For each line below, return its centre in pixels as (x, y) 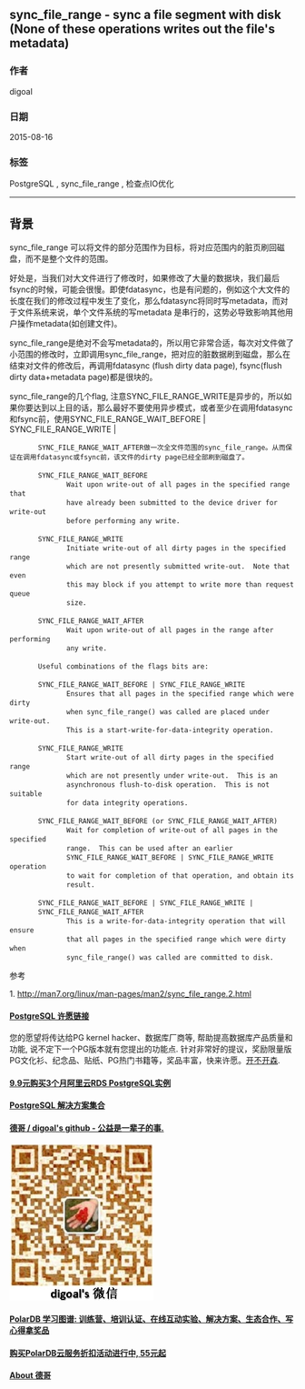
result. (81, 885)
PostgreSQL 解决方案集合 (58, 1105)
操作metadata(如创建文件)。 (69, 324)
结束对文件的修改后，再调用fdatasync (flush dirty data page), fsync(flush (146, 366)
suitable (26, 794)
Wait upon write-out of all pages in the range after (170, 630)
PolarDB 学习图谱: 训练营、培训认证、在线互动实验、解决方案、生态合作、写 (152, 1319)
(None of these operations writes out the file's (142, 30)
